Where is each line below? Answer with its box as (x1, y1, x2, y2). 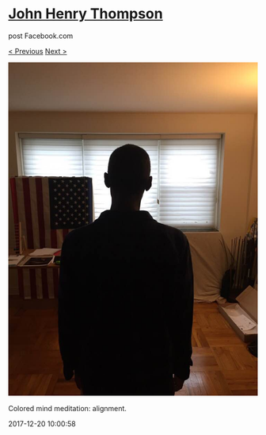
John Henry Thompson (8, 5, 164, 23)
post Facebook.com (8, 31, 74, 40)
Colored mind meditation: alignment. (8, 403, 127, 413)
